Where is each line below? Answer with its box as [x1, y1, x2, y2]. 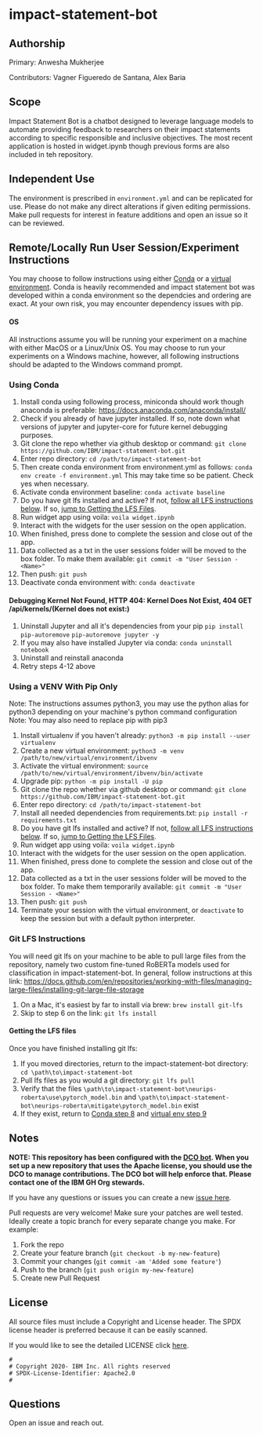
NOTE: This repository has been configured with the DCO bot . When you [9, 1152, 249, 1162]
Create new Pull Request [20, 1273, 100, 1283]
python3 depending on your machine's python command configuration [9, 707, 237, 717]
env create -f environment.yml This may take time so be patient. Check [20, 470, 254, 480]
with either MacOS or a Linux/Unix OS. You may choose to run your [9, 343, 226, 352]
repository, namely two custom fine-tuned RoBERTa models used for [9, 959, 230, 969]
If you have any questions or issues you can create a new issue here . [9, 1192, 232, 1202]
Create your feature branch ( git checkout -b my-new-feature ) [20, 1248, 221, 1258]
